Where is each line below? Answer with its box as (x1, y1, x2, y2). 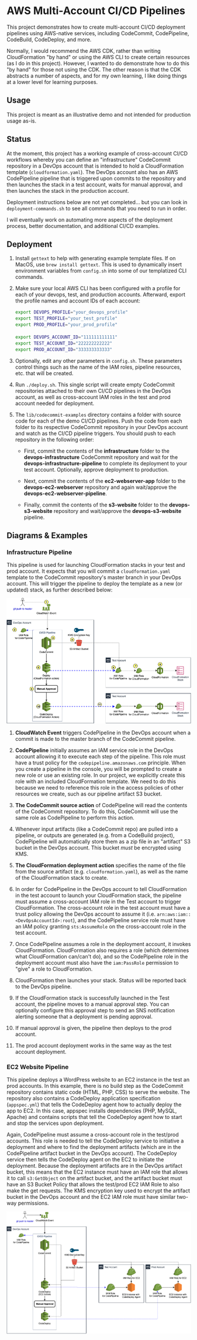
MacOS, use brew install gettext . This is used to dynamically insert (15, 261, 182, 268)
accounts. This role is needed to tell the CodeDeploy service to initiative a (6, 1137, 184, 1144)
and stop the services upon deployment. (6, 1120, 104, 1127)
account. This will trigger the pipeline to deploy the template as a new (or (6, 580, 183, 587)
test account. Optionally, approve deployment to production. (23, 466, 169, 473)
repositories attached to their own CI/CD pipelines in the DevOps (15, 387, 171, 394)
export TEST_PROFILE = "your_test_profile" (15, 315, 118, 322)
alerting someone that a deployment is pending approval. (15, 1013, 153, 1020)
